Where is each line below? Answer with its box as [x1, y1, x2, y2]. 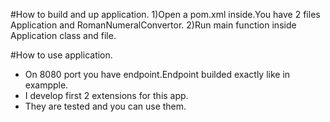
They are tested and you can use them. [24, 100, 187, 112]
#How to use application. [10, 49, 113, 61]
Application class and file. [10, 30, 117, 41]
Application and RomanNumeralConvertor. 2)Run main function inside [10, 19, 297, 31]
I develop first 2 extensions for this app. [24, 90, 189, 101]
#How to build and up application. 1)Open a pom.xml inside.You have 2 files [10, 9, 321, 20]
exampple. [24, 79, 69, 91]
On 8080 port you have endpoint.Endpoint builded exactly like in [24, 69, 291, 80]
